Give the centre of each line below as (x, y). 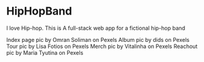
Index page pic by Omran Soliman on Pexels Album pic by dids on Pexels (98, 40)
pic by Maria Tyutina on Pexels (45, 52)
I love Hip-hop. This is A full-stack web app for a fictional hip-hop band (96, 28)
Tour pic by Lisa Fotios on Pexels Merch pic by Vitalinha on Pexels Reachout (102, 46)
